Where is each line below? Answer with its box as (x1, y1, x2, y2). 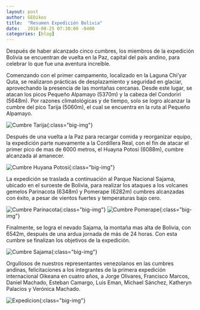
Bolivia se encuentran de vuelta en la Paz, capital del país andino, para (6, 54, 180, 61)
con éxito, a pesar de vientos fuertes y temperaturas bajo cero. (6, 194, 161, 202)
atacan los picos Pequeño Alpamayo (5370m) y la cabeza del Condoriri (6, 91, 181, 98)
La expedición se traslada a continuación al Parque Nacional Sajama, (6, 175, 176, 183)
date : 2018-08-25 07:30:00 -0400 (6, 25, 95, 32)
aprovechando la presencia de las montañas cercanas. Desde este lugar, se (6, 84, 192, 92)
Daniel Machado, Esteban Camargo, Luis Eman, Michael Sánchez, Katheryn (6, 279, 192, 286)
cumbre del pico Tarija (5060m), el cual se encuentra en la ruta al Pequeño (6, 104, 190, 111)
